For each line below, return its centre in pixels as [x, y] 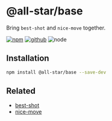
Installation [28, 58]
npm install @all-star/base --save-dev [56, 72]
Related [21, 91]
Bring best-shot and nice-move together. [56, 28]
